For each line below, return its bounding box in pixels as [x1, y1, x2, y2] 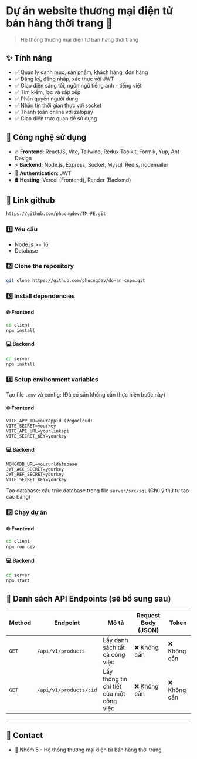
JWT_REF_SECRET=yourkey [6, 472, 64, 478]
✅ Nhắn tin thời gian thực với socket [14, 102, 101, 109]
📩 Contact [6, 730, 43, 741]
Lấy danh [102, 636, 128, 644]
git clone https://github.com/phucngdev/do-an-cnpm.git [6, 277, 145, 283]
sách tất [102, 643, 125, 651]
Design [14, 155, 32, 162]
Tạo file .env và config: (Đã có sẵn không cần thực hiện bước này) [6, 391, 166, 398]
